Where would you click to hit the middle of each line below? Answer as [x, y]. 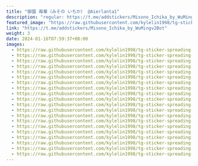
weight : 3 [18, 34]
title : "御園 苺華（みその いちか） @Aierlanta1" [63, 11]
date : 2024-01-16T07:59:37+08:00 [47, 39]
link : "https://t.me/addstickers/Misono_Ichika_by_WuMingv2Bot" [87, 28]
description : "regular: [35, 17]
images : [16, 45]
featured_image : [26, 22]
